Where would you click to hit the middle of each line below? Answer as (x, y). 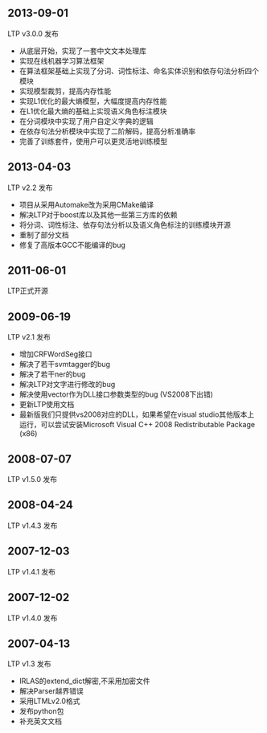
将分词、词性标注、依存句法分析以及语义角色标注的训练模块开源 (125, 224)
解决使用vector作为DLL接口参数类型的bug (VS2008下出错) (116, 394)
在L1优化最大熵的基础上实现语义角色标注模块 (93, 111)
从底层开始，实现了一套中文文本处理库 (82, 51)
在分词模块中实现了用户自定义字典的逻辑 (86, 121)
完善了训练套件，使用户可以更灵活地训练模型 (93, 141)
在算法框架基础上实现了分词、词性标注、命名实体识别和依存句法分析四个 (139, 71)
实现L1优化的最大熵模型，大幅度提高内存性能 (93, 101)
